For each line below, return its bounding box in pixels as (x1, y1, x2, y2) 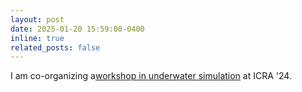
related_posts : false (10, 42, 101, 53)
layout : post (10, 14, 65, 25)
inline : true (10, 33, 65, 43)
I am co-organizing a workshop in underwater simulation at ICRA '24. (10, 70, 292, 82)
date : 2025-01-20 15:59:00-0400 (10, 24, 145, 34)
